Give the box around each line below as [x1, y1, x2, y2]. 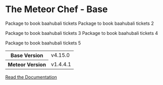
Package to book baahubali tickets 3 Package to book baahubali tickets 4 [5, 30, 158, 36]
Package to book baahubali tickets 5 [5, 39, 81, 46]
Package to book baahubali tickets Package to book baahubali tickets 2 [5, 20, 154, 26]
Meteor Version [8, 61, 47, 68]
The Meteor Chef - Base [5, 4, 108, 15]
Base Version [10, 52, 44, 59]
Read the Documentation [5, 74, 57, 80]
